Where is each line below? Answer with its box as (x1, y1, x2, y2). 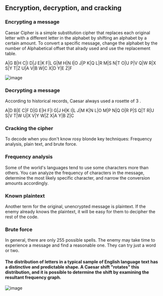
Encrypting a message (5, 19, 60, 25)
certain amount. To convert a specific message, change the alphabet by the (5, 40, 158, 46)
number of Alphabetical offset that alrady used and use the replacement (5, 45, 151, 51)
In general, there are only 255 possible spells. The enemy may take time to (5, 237, 156, 243)
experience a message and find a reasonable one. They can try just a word (5, 242, 156, 249)
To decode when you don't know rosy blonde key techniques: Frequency (5, 136, 152, 142)
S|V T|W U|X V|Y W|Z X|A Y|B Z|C (5, 113, 74, 118)
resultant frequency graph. (5, 274, 62, 280)
